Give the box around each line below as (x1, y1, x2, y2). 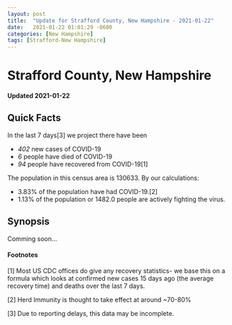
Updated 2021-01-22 (7, 91, 70, 100)
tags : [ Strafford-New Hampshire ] (7, 37, 106, 44)
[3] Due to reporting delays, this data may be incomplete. (7, 309, 175, 317)
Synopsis (7, 215, 50, 228)
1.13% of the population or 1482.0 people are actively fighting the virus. (17, 195, 226, 203)
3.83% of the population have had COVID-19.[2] (17, 187, 158, 196)
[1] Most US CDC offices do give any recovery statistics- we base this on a (7, 266, 226, 275)
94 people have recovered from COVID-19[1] (17, 159, 148, 168)
